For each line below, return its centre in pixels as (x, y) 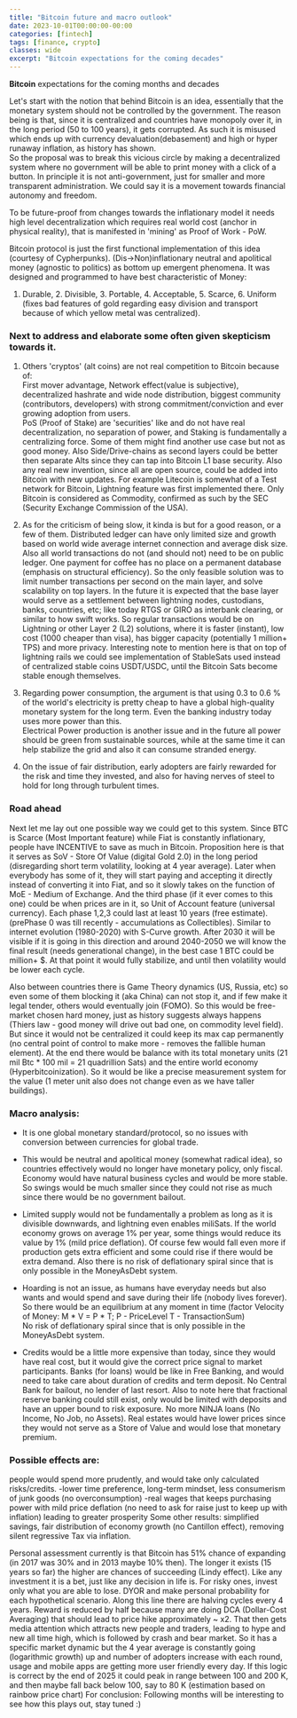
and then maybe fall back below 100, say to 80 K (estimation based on (137, 1685)
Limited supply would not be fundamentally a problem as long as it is (147, 1214)
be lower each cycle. (47, 969)
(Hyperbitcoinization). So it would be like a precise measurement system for (148, 1071)
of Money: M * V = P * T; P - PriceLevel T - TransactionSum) (133, 1316)
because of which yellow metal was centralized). (111, 313)
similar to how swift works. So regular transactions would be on (138, 619)
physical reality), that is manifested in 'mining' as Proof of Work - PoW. (138, 231)
